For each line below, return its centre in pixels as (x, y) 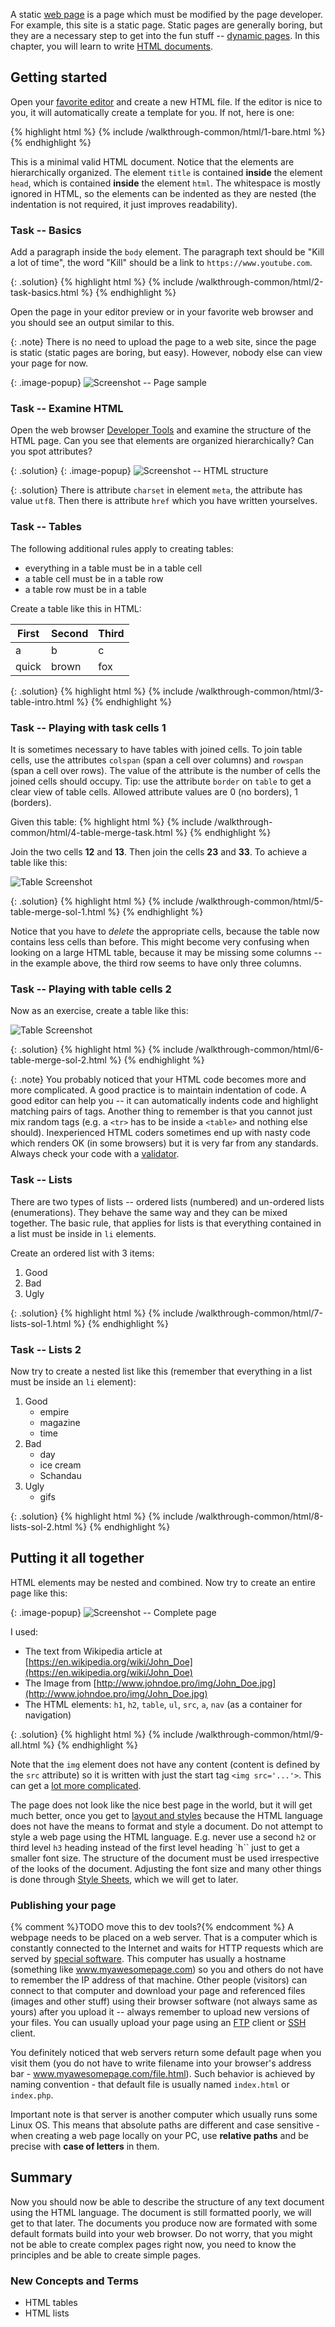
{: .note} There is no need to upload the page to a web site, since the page (163, 342)
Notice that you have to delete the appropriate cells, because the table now (165, 931)
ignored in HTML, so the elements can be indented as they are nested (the (163, 193)
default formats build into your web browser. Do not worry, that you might (161, 2233)
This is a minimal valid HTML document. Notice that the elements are (152, 161)
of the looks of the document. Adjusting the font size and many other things (166, 1868)
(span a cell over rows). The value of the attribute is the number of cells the (165, 770)
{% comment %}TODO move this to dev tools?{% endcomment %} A (152, 1927)
